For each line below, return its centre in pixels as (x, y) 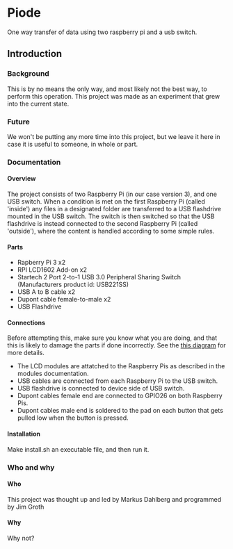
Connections (26, 322)
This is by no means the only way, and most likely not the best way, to (107, 89)
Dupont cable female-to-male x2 (64, 300)
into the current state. (38, 104)
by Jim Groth (26, 507)
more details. (26, 353)
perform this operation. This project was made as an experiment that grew (114, 96)
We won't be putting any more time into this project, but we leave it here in (114, 136)
